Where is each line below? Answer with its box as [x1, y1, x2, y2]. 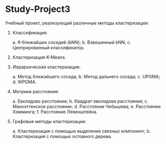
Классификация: [12, 29, 48, 35]
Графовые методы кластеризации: [12, 118, 86, 124]
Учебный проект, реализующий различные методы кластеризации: [5, 20, 149, 26]
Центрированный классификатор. [12, 44, 85, 50]
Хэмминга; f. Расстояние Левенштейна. [12, 109, 97, 115]
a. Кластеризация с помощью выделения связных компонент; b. [12, 128, 151, 134]
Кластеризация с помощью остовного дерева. [12, 133, 112, 139]
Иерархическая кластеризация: [12, 64, 81, 70]
